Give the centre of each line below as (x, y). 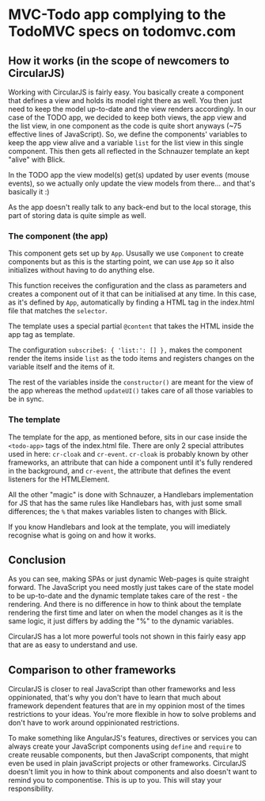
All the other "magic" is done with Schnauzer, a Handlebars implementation (131, 494)
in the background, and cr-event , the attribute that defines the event (119, 470)
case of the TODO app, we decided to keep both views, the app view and (127, 117)
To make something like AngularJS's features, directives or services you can (132, 738)
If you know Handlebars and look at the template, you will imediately (119, 527)
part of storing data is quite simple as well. (77, 215)
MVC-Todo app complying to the (117, 15)
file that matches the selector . (58, 311)
